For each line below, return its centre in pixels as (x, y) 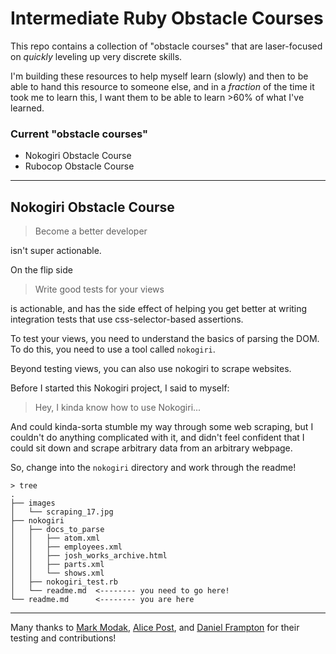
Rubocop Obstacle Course (79, 166)
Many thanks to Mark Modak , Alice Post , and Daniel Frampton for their (155, 628)
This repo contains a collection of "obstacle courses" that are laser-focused (166, 46)
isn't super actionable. (56, 251)
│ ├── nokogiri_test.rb (64, 582)
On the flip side (41, 270)
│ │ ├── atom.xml (55, 538)
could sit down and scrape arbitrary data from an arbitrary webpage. (151, 448)
